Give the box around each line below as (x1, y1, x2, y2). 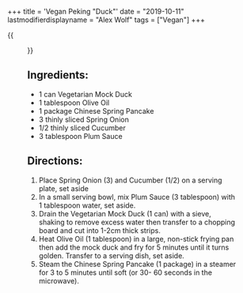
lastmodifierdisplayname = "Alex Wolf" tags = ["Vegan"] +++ (7, 15, 205, 24)
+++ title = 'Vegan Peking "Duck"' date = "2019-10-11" (7, 7, 184, 16)
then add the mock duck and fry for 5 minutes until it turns (38, 242, 230, 252)
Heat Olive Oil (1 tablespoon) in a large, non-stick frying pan (38, 234, 234, 243)
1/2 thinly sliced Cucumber (38, 122, 126, 133)
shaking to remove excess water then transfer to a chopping (38, 217, 235, 227)
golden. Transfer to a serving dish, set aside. (38, 250, 185, 260)
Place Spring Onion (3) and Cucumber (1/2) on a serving (38, 175, 222, 185)
